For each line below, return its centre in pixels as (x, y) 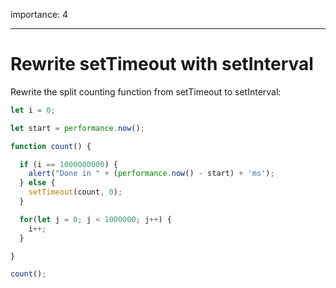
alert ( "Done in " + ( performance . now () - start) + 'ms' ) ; (151, 174)
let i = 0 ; (33, 110)
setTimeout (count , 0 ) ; (75, 192)
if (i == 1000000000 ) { (68, 164)
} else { (37, 183)
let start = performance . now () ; (77, 128)
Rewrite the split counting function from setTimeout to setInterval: (146, 91)
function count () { (51, 146)
